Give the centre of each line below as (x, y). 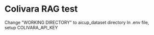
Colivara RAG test (41, 9)
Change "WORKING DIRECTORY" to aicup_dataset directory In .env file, (77, 22)
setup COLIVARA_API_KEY (31, 27)
